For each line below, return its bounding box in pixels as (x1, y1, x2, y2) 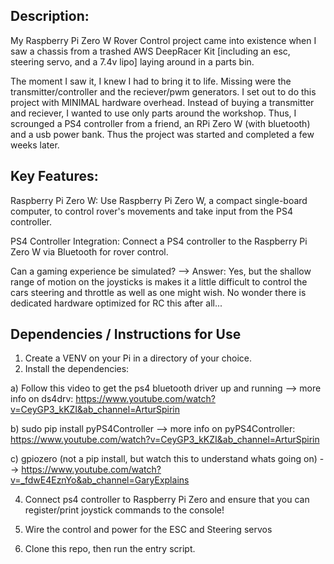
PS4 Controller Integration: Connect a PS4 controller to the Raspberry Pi (10, 235, 308, 247)
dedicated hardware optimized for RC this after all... (10, 297, 223, 309)
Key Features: (10, 168, 99, 185)
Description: (10, 8, 90, 25)
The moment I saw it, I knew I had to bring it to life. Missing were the (10, 75, 292, 87)
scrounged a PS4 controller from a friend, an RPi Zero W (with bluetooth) (10, 117, 311, 129)
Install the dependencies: (24, 363, 130, 375)
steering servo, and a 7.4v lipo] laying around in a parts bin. (10, 55, 255, 68)
